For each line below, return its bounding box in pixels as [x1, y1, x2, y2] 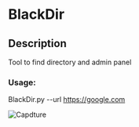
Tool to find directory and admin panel [8, 57, 132, 67]
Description [8, 37, 67, 50]
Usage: [8, 77, 37, 88]
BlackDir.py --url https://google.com [8, 95, 126, 104]
